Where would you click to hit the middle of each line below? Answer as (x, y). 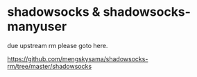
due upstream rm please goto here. (58, 45)
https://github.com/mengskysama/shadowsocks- (78, 58)
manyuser (37, 26)
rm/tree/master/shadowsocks (50, 66)
